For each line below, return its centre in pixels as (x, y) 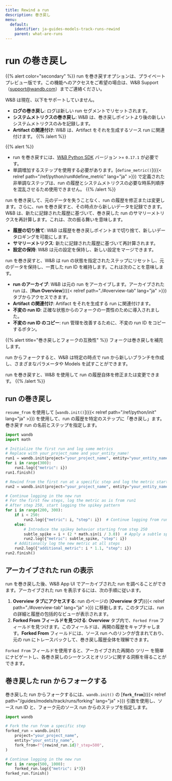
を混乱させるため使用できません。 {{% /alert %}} (64, 189)
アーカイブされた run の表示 (49, 570)
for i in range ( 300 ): (28, 463)
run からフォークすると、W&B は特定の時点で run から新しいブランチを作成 (85, 357)
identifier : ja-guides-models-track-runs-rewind (67, 29)
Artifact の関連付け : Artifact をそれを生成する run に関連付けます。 (83, 303)
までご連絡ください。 (82, 89)
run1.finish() (20, 473)
